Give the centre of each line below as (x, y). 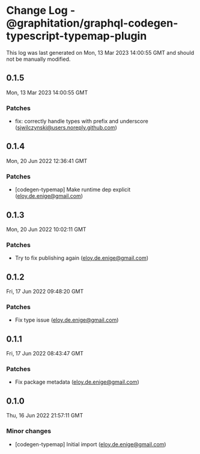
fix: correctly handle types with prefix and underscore (81, 121)
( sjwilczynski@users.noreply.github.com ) (66, 127)
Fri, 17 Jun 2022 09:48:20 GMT (45, 292)
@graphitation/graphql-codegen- (92, 23)
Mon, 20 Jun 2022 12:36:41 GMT (47, 161)
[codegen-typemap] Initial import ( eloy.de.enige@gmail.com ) (90, 444)
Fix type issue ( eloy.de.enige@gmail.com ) (67, 320)
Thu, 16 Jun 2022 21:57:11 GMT (45, 416)
